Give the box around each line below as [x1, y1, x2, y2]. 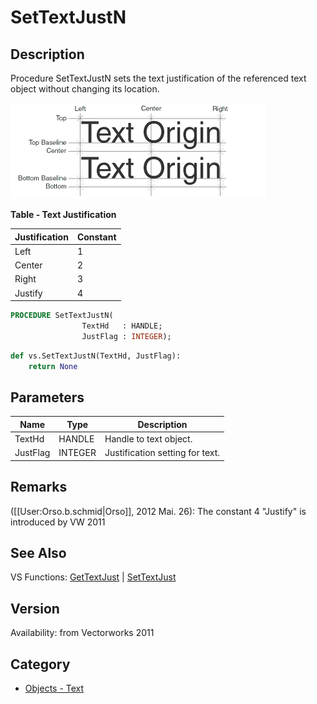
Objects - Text [24, 682, 85, 694]
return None [28, 361, 78, 371]
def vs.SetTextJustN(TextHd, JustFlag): [10, 351, 182, 361]
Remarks [10, 479, 68, 496]
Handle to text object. [104, 432, 193, 445]
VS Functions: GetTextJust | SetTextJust [10, 571, 177, 583]
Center [14, 259, 43, 271]
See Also [10, 544, 67, 561]
